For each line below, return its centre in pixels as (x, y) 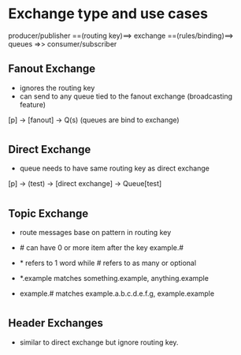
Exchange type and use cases (108, 14)
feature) (32, 104)
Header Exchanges (56, 323)
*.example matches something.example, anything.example (114, 278)
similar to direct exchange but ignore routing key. (99, 342)
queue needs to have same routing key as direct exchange (115, 168)
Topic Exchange (48, 213)
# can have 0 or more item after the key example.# (101, 247)
